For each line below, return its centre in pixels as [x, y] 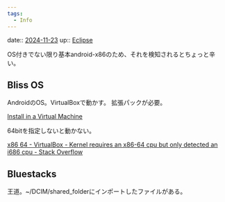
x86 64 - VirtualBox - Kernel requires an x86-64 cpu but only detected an [112, 145]
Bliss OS [25, 85]
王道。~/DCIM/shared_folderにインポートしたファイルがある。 [97, 192]
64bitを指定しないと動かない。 [51, 131]
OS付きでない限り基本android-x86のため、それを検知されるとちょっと [108, 54]
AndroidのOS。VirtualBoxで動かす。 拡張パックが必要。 [87, 103]
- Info [23, 20]
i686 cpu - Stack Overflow [45, 152]
